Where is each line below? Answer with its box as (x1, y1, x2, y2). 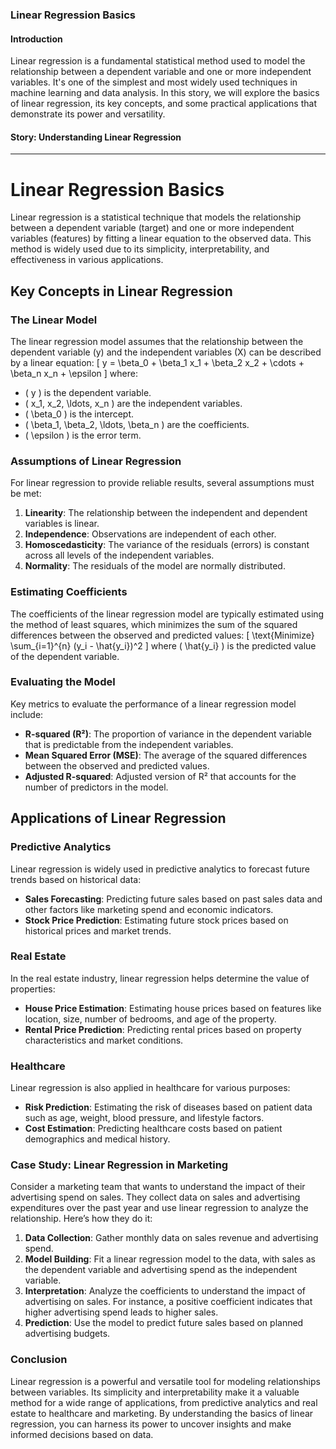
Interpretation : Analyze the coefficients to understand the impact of (24, 1285, 306, 1297)
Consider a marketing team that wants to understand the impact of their (10, 1181, 306, 1193)
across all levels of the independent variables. (24, 549, 215, 562)
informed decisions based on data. (10, 1428, 154, 1440)
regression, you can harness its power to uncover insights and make (10, 1418, 292, 1430)
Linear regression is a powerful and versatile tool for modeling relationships (10, 1375, 321, 1387)
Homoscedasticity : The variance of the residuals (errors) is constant (24, 539, 310, 551)
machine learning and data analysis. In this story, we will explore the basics (10, 87, 320, 99)
